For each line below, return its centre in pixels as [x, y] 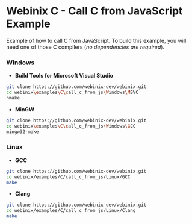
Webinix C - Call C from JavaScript [94, 11]
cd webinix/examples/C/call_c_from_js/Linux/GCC [68, 177]
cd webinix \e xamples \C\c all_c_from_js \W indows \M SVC [72, 92]
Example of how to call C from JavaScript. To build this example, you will [96, 40]
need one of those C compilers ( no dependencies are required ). [85, 47]
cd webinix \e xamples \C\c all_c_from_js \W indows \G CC [71, 126]
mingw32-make [23, 132]
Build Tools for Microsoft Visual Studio [64, 76]
